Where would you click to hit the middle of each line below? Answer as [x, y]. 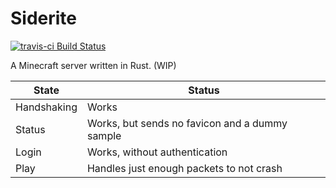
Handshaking [46, 107]
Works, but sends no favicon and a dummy [187, 123]
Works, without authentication [157, 152]
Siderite [44, 18]
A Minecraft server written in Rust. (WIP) [93, 65]
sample [104, 135]
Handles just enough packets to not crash [184, 168]
